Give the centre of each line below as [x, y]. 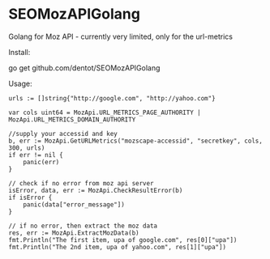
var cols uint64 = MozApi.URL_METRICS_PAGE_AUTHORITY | [105, 113]
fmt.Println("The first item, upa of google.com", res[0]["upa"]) [123, 240]
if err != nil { [36, 155]
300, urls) [27, 148]
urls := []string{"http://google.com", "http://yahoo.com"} [112, 98]
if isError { [30, 197]
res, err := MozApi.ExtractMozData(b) [74, 233]
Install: [19, 52]
